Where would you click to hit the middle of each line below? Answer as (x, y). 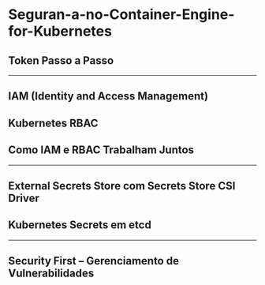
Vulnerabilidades (51, 274)
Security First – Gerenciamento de (94, 261)
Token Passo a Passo (61, 60)
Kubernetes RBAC (53, 123)
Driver (24, 198)
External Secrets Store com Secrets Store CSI (122, 186)
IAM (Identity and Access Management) (108, 96)
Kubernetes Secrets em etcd (80, 225)
